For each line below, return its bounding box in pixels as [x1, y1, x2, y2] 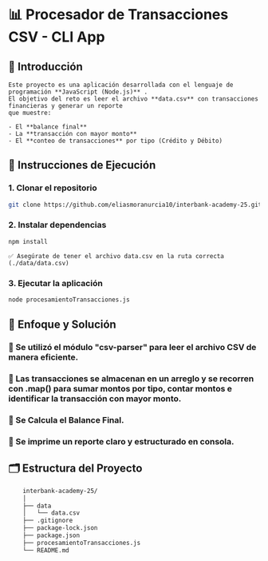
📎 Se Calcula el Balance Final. [8, 415, 124, 426]
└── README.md [22, 546, 69, 555]
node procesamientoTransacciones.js [8, 296, 130, 304]
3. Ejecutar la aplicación [8, 277, 104, 288]
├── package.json [22, 531, 81, 539]
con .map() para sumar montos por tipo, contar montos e [8, 384, 233, 395]
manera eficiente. [8, 352, 79, 363]
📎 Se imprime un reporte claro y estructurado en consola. [8, 436, 235, 447]
